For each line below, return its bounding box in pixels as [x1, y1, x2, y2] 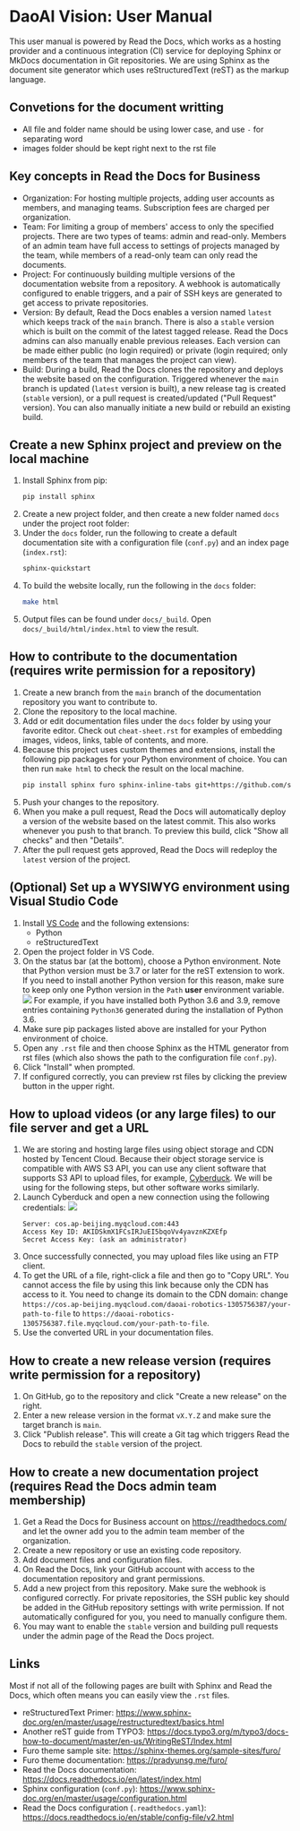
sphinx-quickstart [21, 564, 91, 573]
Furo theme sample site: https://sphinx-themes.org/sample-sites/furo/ [21, 1745, 281, 1756]
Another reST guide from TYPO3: [21, 1726, 146, 1737]
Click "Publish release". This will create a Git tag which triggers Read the [21, 1429, 290, 1440]
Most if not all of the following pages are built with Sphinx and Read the [9, 1680, 273, 1690]
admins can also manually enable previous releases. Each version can [21, 335, 280, 346]
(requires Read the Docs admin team [9, 1478, 218, 1493]
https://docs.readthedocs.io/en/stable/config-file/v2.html [21, 1811, 235, 1822]
